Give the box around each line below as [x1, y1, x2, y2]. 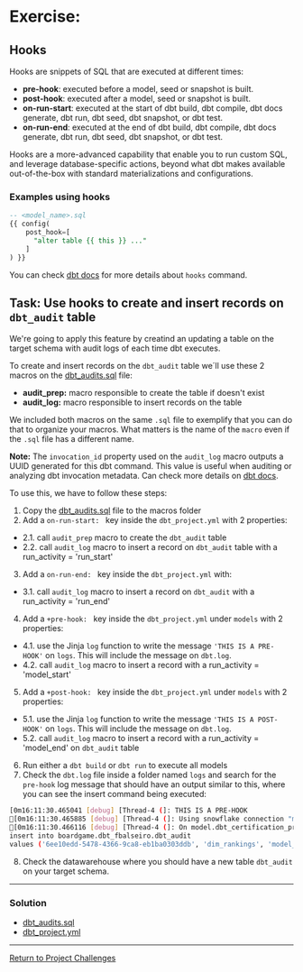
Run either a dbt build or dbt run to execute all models [22, 760, 228, 771]
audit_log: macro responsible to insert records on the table [22, 397, 243, 408]
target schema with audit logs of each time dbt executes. [9, 343, 221, 353]
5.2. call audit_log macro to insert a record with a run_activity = [22, 733, 260, 744]
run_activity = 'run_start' [22, 552, 114, 563]
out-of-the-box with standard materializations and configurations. [9, 169, 254, 179]
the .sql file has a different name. [9, 434, 134, 445]
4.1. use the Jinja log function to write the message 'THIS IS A [22, 640, 255, 651]
